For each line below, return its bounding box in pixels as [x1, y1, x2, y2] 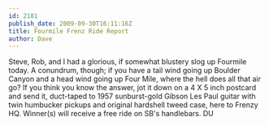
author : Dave [8, 34, 53, 43]
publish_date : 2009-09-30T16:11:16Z [8, 20, 132, 28]
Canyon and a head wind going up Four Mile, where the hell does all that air [8, 74, 262, 84]
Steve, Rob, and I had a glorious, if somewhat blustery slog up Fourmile [8, 57, 247, 67]
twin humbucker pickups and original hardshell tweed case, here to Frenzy [8, 100, 258, 110]
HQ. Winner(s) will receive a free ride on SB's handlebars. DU [8, 109, 214, 119]
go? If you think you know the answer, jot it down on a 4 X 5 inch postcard [8, 83, 257, 93]
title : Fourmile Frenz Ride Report [8, 27, 129, 35]
